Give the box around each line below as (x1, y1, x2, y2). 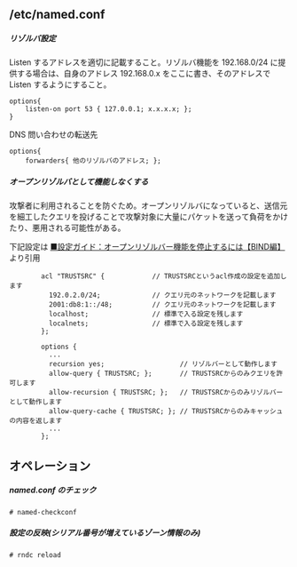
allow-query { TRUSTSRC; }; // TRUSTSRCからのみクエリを (48, 369, 277, 379)
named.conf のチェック (9, 484, 97, 496)
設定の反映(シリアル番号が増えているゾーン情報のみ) (9, 528, 201, 539)
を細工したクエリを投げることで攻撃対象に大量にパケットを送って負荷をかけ (9, 212, 288, 222)
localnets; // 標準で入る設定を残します (48, 319, 244, 328)
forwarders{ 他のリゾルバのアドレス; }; (25, 156, 161, 165)
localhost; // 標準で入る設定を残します (48, 310, 244, 319)
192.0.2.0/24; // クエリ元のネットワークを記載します (48, 291, 277, 300)
